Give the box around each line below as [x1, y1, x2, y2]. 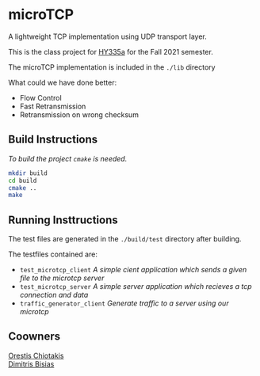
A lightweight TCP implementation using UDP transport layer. [8, 32, 208, 41]
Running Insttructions [8, 213, 118, 226]
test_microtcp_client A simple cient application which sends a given [19, 265, 247, 275]
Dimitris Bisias [8, 359, 55, 369]
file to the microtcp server [19, 273, 105, 283]
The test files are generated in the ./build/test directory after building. [8, 234, 242, 244]
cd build [8, 177, 37, 184]
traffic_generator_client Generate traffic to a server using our [19, 298, 229, 308]
